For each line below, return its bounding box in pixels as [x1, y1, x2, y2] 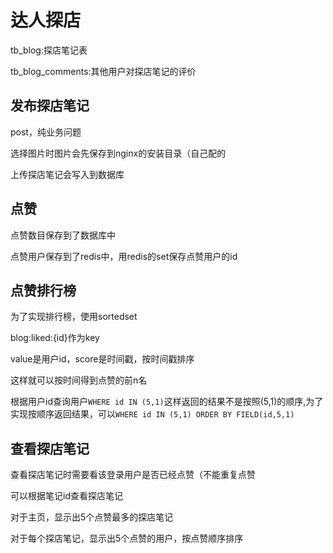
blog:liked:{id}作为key [10, 332, 100, 344]
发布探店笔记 [10, 97, 90, 115]
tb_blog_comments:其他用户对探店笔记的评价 [10, 65, 197, 77]
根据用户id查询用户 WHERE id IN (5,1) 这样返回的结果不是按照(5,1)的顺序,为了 [10, 396, 324, 408]
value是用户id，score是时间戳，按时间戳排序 [10, 353, 195, 365]
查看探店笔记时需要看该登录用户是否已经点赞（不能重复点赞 [10, 469, 256, 481]
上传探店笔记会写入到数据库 [10, 168, 125, 180]
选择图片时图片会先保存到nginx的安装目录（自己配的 [10, 147, 227, 159]
